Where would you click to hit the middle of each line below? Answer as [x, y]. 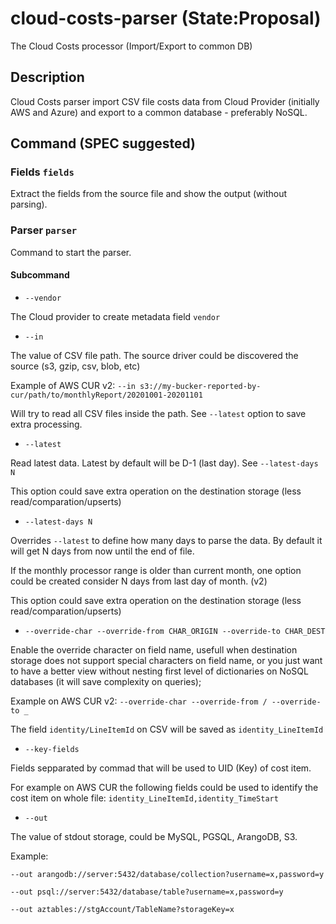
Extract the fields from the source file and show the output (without [149, 194]
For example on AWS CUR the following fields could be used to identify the [164, 787]
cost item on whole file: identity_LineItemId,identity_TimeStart [144, 798]
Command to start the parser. [71, 252]
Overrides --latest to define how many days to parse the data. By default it [166, 540]
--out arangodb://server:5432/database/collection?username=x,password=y [167, 874]
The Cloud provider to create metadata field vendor [115, 316]
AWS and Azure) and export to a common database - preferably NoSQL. [159, 112]
